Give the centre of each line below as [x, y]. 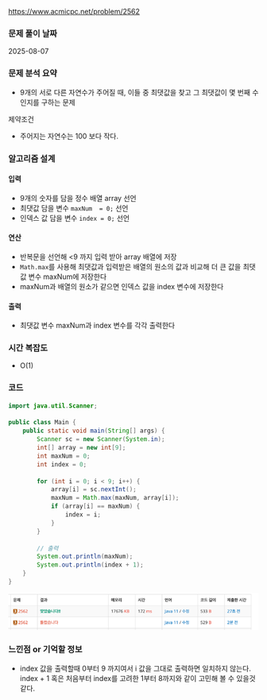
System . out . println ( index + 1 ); [91, 565]
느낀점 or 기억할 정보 [45, 649]
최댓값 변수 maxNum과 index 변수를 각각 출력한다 [97, 326]
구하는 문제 [58, 102]
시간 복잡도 [28, 348]
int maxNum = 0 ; [64, 456]
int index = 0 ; [62, 464]
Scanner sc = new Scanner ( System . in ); [101, 439]
